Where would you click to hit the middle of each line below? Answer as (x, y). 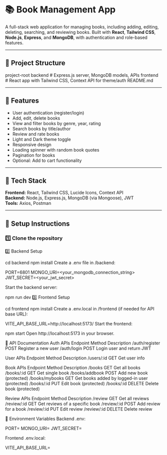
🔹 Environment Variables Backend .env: (45, 419)
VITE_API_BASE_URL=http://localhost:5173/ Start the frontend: (69, 324)
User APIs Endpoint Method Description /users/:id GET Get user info (75, 358)
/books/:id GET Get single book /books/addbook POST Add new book (77, 373)
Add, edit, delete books (36, 118)
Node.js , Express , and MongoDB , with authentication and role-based (76, 37)
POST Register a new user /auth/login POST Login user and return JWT (78, 348)
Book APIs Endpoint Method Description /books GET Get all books (73, 368)
